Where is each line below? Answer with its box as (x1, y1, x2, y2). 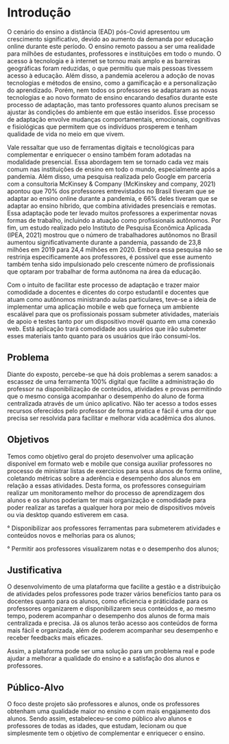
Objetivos (7, 434, 49, 446)
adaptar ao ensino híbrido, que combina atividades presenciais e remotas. (7, 201, 217, 210)
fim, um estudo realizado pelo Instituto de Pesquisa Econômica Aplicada (7, 223, 211, 232)
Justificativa (7, 564, 62, 576)
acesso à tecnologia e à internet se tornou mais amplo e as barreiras (7, 56, 201, 65)
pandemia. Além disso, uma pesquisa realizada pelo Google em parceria (7, 172, 211, 180)
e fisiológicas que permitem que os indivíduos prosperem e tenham (7, 122, 197, 131)
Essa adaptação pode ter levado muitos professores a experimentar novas (7, 208, 217, 217)
